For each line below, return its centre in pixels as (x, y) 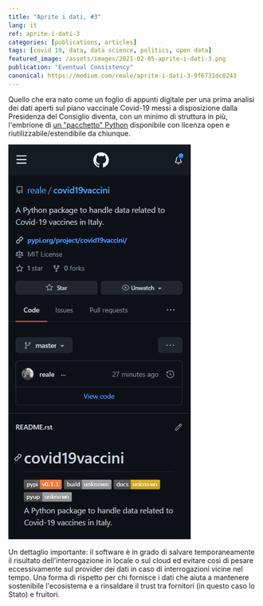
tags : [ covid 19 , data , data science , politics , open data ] (110, 51)
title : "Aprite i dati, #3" (55, 17)
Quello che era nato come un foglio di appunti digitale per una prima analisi (131, 99)
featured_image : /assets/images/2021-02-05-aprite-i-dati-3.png (117, 59)
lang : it (23, 25)
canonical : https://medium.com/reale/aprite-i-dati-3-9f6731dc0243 (123, 76)
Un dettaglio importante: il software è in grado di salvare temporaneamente (131, 552)
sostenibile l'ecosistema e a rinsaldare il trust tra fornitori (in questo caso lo (131, 585)
